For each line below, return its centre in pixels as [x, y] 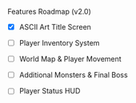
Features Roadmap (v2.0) [49, 12]
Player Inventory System [59, 43]
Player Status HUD [50, 91]
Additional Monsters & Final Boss [74, 75]
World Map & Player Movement [70, 59]
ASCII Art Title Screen [55, 27]
